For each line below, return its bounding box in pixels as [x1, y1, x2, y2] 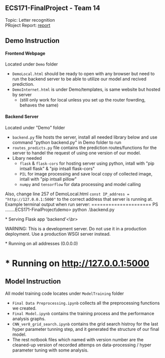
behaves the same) [19, 102, 59, 108]
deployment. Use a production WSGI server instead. [5, 231, 111, 237]
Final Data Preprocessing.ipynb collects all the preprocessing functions [12, 300, 160, 306]
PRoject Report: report [5, 22, 51, 28]
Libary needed [12, 155, 42, 161]
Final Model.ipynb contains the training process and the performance [12, 310, 155, 316]
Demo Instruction [5, 36, 60, 45]
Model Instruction [5, 277, 61, 286]
